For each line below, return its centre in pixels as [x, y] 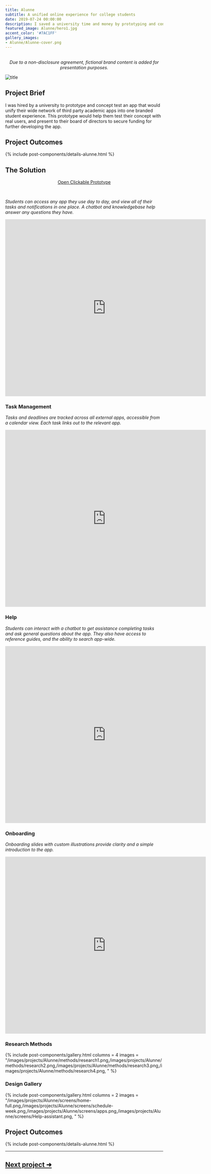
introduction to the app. [30, 850]
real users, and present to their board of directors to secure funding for [78, 121]
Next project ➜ [29, 1165]
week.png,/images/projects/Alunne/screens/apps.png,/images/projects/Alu [83, 1111]
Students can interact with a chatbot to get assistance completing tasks [80, 628]
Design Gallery [24, 1084]
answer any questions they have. [40, 212]
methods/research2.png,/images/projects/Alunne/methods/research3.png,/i [84, 1066]
